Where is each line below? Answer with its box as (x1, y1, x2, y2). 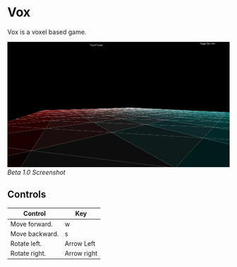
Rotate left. (10, 239, 42, 248)
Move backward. (10, 229, 59, 238)
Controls (7, 188, 47, 200)
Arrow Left (64, 239, 96, 248)
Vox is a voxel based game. (7, 28, 87, 36)
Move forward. (10, 220, 53, 228)
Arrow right (64, 249, 98, 258)
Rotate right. (10, 249, 47, 258)
